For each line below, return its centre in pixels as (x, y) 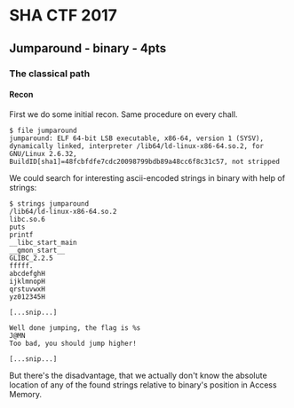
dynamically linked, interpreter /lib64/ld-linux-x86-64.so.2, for (137, 146)
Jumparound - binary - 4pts (88, 48)
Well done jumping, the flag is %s (75, 328)
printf (21, 235)
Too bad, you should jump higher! (73, 343)
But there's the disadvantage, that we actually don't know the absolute (139, 375)
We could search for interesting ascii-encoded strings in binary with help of (147, 177)
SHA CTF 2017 (64, 16)
